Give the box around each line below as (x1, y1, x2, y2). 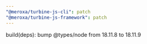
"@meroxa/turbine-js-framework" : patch (5, 14, 107, 20)
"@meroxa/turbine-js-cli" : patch (5, 8, 91, 15)
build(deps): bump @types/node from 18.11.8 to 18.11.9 (5, 31, 142, 38)
